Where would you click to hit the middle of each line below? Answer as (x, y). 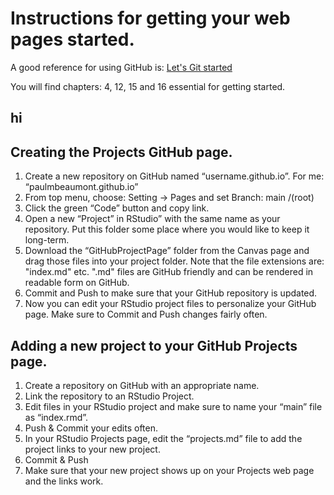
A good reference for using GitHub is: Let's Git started (121, 67)
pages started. (72, 39)
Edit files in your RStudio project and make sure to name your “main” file (173, 406)
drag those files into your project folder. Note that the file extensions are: (174, 261)
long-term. (47, 240)
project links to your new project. (92, 449)
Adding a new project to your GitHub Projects (154, 345)
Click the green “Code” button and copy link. (117, 208)
